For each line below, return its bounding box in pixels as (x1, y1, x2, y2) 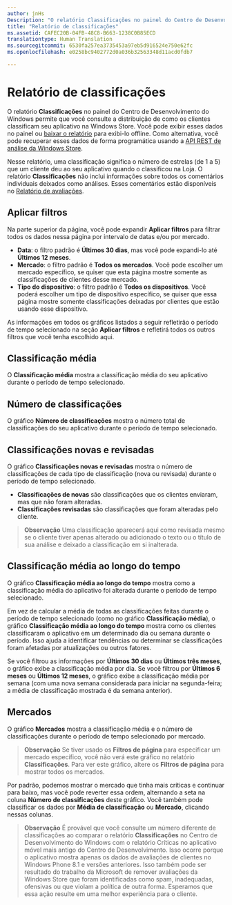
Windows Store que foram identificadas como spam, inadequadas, (23, 875, 214, 883)
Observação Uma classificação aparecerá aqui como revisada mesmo (23, 526, 225, 534)
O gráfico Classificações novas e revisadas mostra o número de (7, 462, 193, 470)
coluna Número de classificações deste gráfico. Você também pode (7, 795, 204, 803)
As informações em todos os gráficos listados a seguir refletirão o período (7, 318, 219, 326)
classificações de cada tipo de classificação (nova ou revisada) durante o (7, 470, 217, 478)
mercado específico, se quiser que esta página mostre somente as (17, 267, 207, 276)
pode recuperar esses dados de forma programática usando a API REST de (7, 136, 222, 145)
